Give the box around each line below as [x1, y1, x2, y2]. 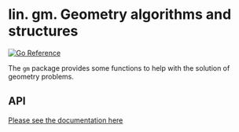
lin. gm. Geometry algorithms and [8, 5, 232, 24]
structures [8, 22, 79, 40]
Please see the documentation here [8, 115, 123, 125]
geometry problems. [8, 71, 75, 81]
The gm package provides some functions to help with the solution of [8, 63, 230, 72]
